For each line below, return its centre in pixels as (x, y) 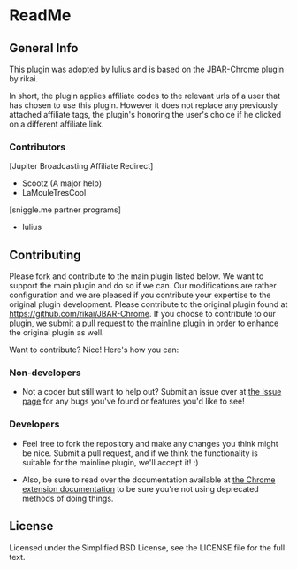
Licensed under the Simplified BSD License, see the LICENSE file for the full (147, 547)
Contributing (45, 254)
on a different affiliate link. (57, 124)
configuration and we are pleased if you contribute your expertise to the (140, 295)
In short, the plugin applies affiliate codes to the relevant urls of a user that (145, 96)
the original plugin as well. (57, 333)
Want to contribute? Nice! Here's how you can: (94, 350)
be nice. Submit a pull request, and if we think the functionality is (140, 453)
